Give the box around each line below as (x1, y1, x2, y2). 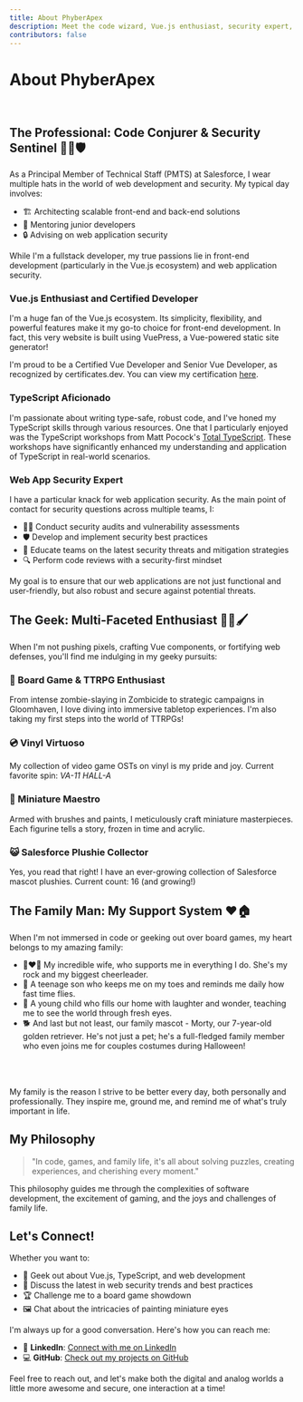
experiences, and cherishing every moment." (31, 1165, 199, 1176)
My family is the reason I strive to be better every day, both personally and (9, 1086, 287, 1097)
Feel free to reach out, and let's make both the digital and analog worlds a (9, 1373, 284, 1384)
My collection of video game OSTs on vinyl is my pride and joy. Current (9, 761, 274, 772)
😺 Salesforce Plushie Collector (9, 845, 149, 858)
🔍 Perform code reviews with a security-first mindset (22, 554, 223, 565)
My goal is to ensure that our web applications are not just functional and (9, 575, 282, 586)
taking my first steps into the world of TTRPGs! (9, 713, 184, 724)
